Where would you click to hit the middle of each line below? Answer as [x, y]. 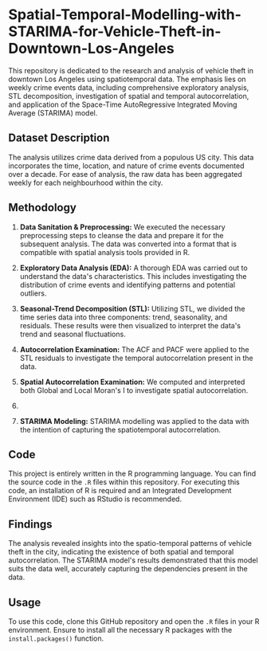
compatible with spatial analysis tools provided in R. [105, 252]
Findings [31, 524]
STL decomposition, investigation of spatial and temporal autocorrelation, [129, 96]
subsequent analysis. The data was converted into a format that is [128, 244]
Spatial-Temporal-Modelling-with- [125, 15]
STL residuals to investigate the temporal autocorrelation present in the [136, 358]
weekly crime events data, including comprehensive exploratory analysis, [129, 87]
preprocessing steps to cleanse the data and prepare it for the [122, 235]
